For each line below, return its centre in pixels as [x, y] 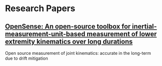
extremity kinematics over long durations [69, 41]
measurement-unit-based [45, 34]
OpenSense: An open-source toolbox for [68, 26]
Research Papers [40, 8]
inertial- [144, 26]
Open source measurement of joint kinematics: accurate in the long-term [78, 53]
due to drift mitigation [27, 58]
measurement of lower [122, 34]
